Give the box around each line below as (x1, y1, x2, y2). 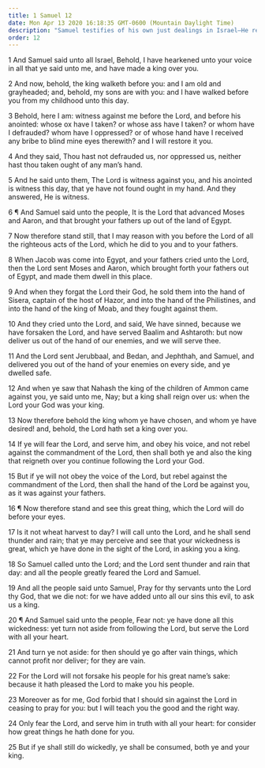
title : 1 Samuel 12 (8, 11, 73, 20)
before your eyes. (8, 512, 65, 522)
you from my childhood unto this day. (8, 96, 129, 105)
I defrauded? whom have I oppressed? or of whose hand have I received (8, 128, 244, 138)
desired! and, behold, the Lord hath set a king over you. (8, 424, 188, 433)
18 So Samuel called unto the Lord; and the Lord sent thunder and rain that (8, 559, 251, 569)
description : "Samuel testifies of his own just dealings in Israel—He (8, 26, 248, 34)
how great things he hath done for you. (8, 727, 135, 736)
